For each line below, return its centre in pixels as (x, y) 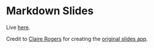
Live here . (18, 27)
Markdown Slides (50, 11)
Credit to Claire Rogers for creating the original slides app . (77, 39)
